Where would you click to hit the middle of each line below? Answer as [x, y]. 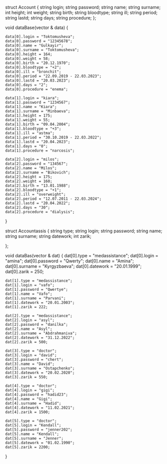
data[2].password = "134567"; [37, 164]
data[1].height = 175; [29, 116]
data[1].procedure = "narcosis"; [40, 151]
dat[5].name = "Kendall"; [32, 434]
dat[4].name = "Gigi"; [29, 399]
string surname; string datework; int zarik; [48, 236]
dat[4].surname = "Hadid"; [33, 403]
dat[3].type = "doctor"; [31, 351]
